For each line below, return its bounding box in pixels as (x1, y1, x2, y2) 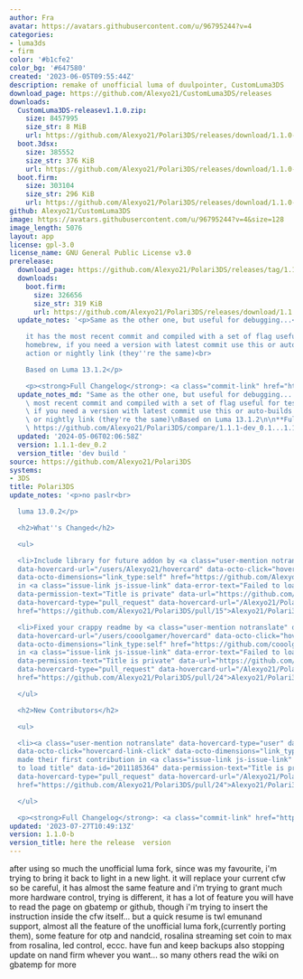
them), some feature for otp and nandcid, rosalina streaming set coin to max (9, 930, 292, 941)
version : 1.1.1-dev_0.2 (17, 440, 106, 449)
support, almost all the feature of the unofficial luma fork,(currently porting (9, 921, 287, 931)
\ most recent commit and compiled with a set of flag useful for (25, 399, 280, 408)
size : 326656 (32, 290, 83, 299)
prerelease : (9, 257, 54, 267)
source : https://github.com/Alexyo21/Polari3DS (9, 457, 192, 466)
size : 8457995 (25, 114, 78, 123)
